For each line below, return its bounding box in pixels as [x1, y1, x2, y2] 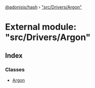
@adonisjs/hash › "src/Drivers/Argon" [5, 4, 82, 10]
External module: [5, 22, 77, 32]
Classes [5, 66, 25, 73]
